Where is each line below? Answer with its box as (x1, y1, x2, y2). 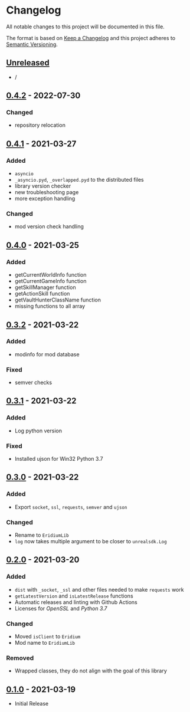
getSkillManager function (14, 284, 76, 291)
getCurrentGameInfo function (14, 278, 87, 285)
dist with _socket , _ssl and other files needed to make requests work (14, 586, 184, 593)
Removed (6, 654, 34, 662)
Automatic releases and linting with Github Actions (14, 598, 137, 605)
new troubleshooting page (14, 189, 79, 196)
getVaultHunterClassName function (14, 296, 101, 304)
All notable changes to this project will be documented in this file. (6, 23, 165, 30)
